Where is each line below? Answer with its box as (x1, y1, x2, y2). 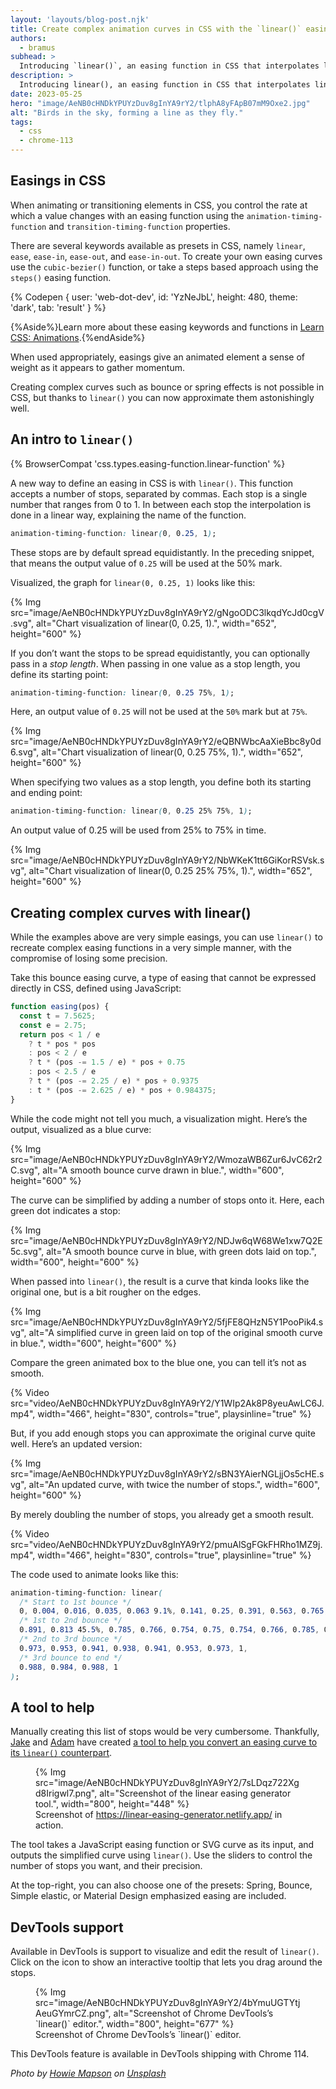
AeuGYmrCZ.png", (35, 2007, 112, 2020)
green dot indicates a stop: (10, 1204, 121, 1216)
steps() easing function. (10, 271, 112, 283)
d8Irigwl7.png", (35, 1787, 98, 1800)
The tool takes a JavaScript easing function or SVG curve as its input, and (10, 1839, 315, 1851)
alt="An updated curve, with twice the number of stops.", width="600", (28, 1478, 321, 1490)
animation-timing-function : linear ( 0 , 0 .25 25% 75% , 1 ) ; (10, 806, 253, 816)
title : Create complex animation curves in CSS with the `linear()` (10, 24, 302, 34)
